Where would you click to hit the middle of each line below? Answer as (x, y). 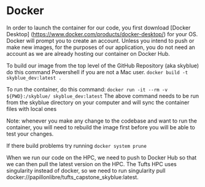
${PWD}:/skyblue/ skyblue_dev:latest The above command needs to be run (103, 96)
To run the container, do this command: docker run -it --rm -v (87, 89)
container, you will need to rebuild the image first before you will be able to (101, 127)
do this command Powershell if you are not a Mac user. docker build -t (97, 72)
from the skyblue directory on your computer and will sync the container (98, 102)
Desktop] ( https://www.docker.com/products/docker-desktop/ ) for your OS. (102, 34)
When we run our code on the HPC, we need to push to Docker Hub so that (102, 158)
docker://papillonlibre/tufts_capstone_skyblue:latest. (73, 177)
